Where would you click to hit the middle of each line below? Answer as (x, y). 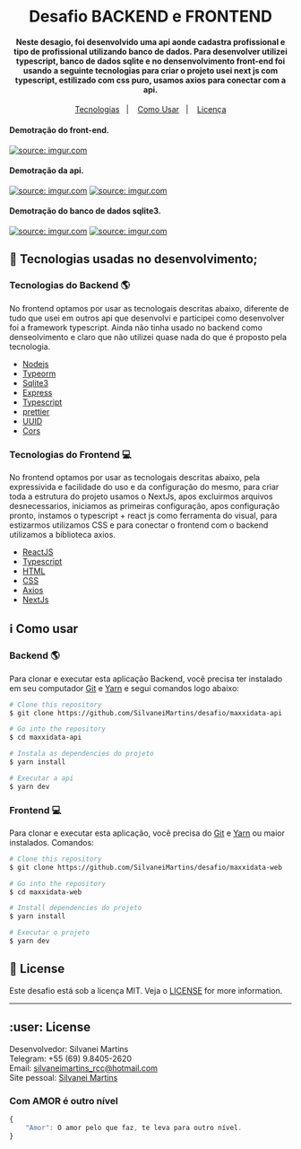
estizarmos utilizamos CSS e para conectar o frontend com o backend (139, 525)
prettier (36, 411)
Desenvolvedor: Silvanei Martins (69, 1048)
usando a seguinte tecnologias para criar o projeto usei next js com (150, 70)
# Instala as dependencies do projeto (82, 754)
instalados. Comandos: (52, 842)
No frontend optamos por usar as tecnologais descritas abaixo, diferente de (149, 308)
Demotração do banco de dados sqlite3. (85, 211)
